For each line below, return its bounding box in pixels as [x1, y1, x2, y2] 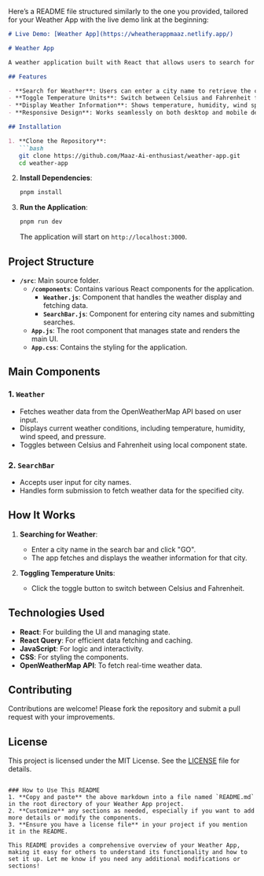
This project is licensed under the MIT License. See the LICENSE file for [8, 756, 240, 765]
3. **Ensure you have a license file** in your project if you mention [8, 821, 247, 829]
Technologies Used [8, 607, 104, 620]
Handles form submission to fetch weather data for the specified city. [19, 486, 244, 495]
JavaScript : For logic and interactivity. [19, 643, 144, 653]
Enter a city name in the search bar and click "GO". [31, 544, 196, 554]
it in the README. [8, 828, 68, 836]
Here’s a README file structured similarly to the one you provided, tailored [8, 7, 249, 16]
